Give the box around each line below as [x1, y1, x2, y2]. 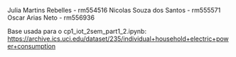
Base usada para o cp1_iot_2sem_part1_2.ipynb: [7, 27, 147, 35]
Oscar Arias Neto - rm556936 [7, 13, 95, 22]
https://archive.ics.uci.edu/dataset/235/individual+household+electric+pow [7, 34, 229, 43]
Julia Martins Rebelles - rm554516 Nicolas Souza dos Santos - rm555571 [7, 6, 221, 14]
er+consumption [7, 42, 55, 50]
